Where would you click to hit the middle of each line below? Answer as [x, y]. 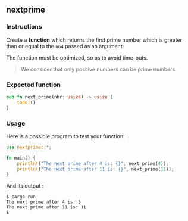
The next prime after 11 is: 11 [46, 207]
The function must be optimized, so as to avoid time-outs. [77, 57]
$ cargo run [21, 197]
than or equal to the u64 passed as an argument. [65, 46]
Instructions [24, 27]
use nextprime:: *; [29, 147]
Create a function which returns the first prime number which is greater [94, 40]
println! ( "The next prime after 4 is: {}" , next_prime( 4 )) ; [93, 163]
